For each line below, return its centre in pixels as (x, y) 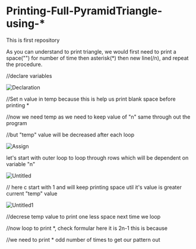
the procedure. (24, 64)
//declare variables (29, 76)
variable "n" (21, 164)
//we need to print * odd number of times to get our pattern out (83, 239)
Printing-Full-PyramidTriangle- (84, 11)
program (17, 123)
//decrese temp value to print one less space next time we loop (83, 216)
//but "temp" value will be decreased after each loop (70, 135)
